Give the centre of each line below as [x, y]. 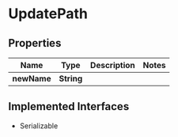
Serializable [39, 126]
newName [32, 78]
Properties [35, 43]
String [71, 78]
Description [113, 65]
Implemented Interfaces [69, 107]
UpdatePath [48, 14]
